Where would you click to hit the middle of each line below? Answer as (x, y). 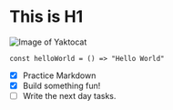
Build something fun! (61, 85)
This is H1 (46, 17)
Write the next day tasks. (69, 96)
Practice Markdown (59, 75)
